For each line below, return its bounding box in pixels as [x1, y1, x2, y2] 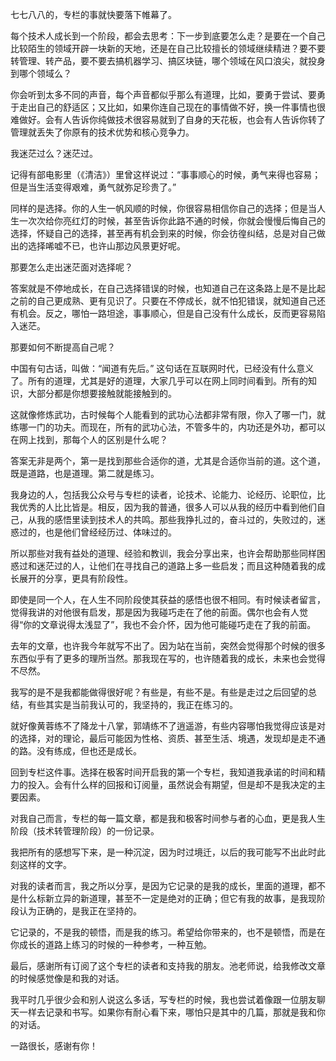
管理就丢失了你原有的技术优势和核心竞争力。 [10, 126, 195, 138]
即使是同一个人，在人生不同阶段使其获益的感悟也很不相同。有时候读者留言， [10, 594, 326, 605]
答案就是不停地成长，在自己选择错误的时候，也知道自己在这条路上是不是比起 [10, 283, 326, 294]
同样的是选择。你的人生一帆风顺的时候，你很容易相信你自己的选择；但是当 [10, 203, 317, 214]
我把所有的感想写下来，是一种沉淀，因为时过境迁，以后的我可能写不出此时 [10, 846, 317, 858]
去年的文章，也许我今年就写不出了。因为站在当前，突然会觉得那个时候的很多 [10, 640, 326, 652]
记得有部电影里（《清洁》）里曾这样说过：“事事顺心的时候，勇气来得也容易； [10, 169, 322, 180]
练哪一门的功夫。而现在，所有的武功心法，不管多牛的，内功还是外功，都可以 [10, 421, 326, 433]
